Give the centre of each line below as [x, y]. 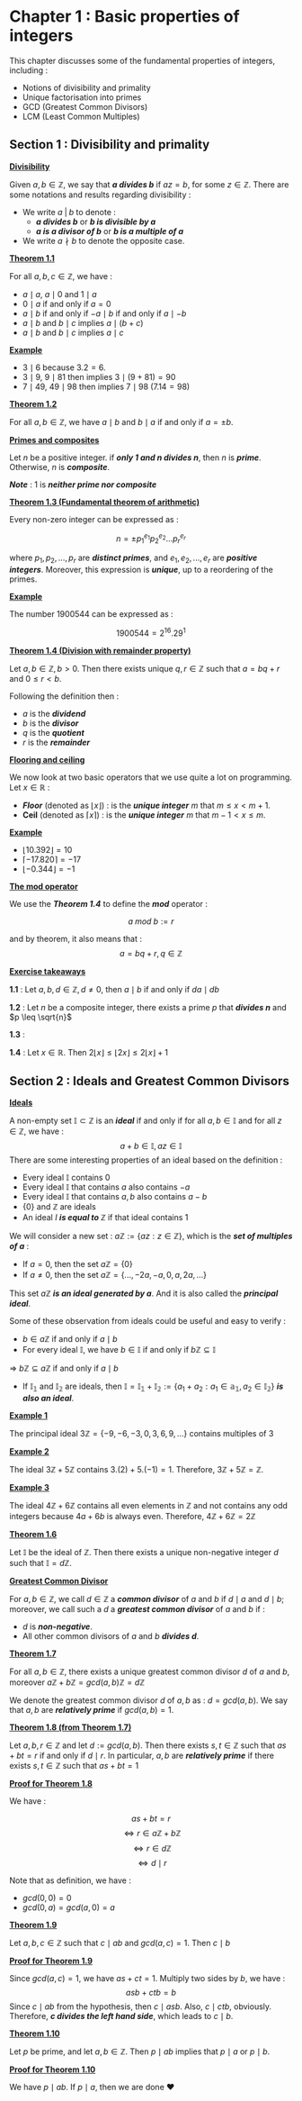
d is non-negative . [57, 1626]
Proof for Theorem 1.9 [51, 1961]
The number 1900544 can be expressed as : [91, 614]
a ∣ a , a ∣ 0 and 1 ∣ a [59, 294]
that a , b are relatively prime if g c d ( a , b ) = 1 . [92, 1710]
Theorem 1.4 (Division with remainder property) [100, 650]
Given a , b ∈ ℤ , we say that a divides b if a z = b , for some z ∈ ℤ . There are [149, 184]
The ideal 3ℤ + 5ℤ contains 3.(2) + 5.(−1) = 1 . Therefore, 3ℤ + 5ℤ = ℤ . [137, 1470]
